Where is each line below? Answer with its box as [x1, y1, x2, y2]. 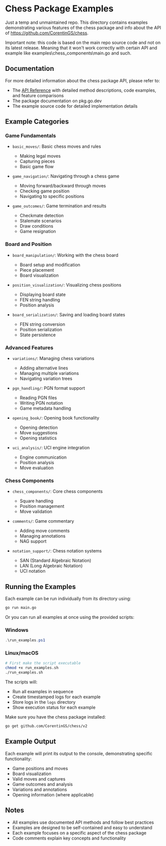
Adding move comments [19, 528, 70, 534]
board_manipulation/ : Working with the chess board [12, 252, 118, 258]
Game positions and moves [12, 765, 68, 771]
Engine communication [19, 454, 67, 460]
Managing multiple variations [19, 370, 79, 376]
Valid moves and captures [12, 776, 66, 782]
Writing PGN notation [19, 400, 63, 406]
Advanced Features [5, 344, 54, 351]
